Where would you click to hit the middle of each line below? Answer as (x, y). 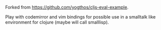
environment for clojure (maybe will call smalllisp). (57, 22)
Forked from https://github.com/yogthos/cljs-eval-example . (67, 7)
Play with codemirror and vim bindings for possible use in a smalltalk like (80, 17)
